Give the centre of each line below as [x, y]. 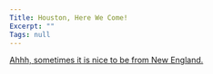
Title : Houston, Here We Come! [69, 18]
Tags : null [30, 34]
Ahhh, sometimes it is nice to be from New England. [106, 60]
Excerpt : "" [32, 26]
